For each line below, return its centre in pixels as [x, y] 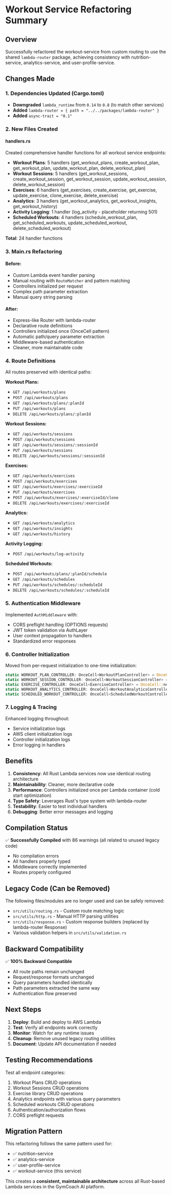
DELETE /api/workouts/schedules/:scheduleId [61, 591]
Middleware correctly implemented [50, 867]
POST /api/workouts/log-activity [48, 554]
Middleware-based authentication [48, 342]
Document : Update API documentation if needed [64, 1044]
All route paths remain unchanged [48, 971]
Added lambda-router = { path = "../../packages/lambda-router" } [86, 110]
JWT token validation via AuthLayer [50, 630]
